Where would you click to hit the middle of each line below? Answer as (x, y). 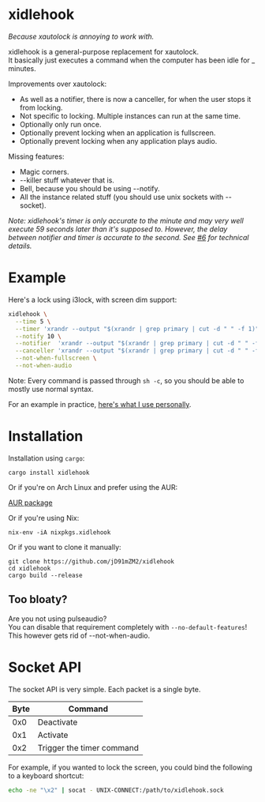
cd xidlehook (30, 568)
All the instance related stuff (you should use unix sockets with (121, 197)
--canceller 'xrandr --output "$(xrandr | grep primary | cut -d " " (132, 351)
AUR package (30, 503)
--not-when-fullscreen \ (56, 358)
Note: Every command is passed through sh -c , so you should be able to (126, 380)
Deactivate (58, 722)
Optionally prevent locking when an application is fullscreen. (118, 133)
